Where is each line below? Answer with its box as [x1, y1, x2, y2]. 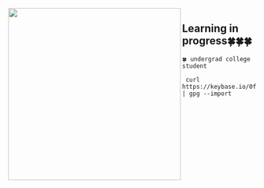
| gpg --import [182, 90, 232, 98]
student [182, 62, 207, 70]
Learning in [182, 22, 239, 35]
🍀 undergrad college [182, 55, 251, 63]
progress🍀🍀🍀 [182, 35, 252, 48]
